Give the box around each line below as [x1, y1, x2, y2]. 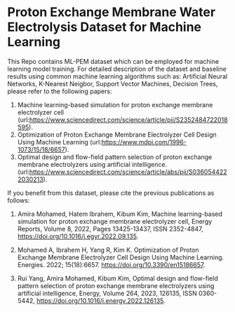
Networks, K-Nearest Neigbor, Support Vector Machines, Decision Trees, [7, 79, 218, 88]
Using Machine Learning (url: [17, 137, 102, 146]
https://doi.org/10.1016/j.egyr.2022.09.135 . [17, 232, 139, 240]
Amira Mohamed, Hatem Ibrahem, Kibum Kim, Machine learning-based [17, 210, 223, 218]
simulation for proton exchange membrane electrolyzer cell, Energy [17, 217, 213, 225]
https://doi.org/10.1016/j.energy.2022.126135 [36, 296, 164, 305]
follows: [7, 196, 30, 204]
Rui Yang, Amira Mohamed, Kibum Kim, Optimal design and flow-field [17, 274, 219, 283]
